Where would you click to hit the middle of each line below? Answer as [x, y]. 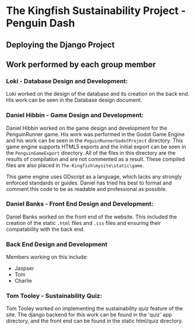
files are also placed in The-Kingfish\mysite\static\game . [75, 165]
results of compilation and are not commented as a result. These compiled [95, 159]
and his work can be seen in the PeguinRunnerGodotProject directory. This [95, 140]
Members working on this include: [47, 257]
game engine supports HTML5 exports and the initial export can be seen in [96, 147]
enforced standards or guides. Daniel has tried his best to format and [89, 183]
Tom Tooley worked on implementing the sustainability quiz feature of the [95, 308]
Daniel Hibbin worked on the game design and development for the [87, 128]
